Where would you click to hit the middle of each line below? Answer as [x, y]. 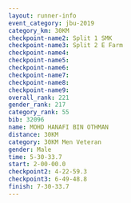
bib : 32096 [26, 120]
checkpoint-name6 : [39, 68]
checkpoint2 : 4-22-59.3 [48, 172]
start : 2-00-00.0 [37, 165]
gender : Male [30, 149]
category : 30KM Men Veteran [55, 142]
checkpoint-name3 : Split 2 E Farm [66, 46]
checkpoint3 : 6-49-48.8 [48, 179]
